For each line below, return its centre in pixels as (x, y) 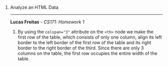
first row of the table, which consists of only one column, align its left (90, 37)
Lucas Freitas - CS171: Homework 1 (47, 22)
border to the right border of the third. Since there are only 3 (81, 48)
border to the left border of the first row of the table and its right (84, 42)
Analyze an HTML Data (34, 7)
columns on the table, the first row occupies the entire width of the (87, 53)
